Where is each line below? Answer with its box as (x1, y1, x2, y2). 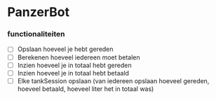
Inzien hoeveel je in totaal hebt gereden (17, 61, 132, 69)
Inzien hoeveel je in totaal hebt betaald (17, 69, 130, 77)
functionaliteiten (7, 29, 65, 39)
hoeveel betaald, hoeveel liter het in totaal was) (17, 85, 154, 93)
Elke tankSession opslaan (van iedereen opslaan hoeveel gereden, (17, 76, 210, 85)
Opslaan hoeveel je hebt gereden (17, 45, 114, 53)
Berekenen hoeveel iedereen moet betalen (17, 53, 140, 62)
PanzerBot (7, 4, 70, 20)
